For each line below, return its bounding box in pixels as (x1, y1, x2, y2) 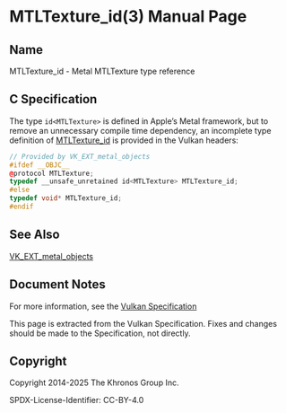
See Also (9, 227, 60, 242)
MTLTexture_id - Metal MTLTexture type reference (9, 66, 195, 76)
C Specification (9, 92, 98, 107)
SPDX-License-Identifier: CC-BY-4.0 (9, 395, 144, 406)
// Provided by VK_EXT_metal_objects (9, 152, 151, 161)
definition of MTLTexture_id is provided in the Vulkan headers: (9, 135, 239, 145)
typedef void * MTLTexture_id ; (9, 194, 123, 203)
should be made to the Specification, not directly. (9, 328, 191, 338)
